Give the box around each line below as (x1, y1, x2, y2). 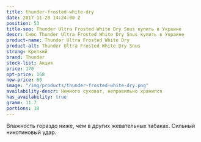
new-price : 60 (6, 77, 43, 83)
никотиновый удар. (6, 129, 57, 136)
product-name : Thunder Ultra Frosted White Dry (6, 37, 130, 43)
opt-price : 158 (6, 71, 45, 77)
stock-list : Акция (6, 60, 53, 66)
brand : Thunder (6, 54, 45, 60)
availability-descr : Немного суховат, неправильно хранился (6, 88, 163, 94)
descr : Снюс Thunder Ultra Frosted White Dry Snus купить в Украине (6, 32, 185, 38)
